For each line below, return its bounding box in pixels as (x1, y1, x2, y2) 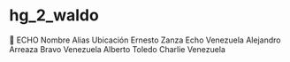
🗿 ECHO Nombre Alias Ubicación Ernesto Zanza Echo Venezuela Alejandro (9, 35, 281, 45)
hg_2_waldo (9, 5, 99, 26)
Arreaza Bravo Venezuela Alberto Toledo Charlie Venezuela (9, 43, 225, 54)
